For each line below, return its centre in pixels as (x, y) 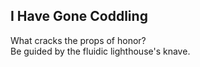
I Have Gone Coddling (79, 16)
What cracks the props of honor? (78, 40)
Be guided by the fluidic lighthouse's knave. (100, 51)
